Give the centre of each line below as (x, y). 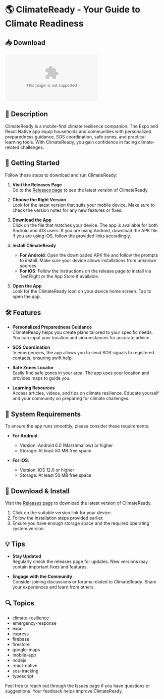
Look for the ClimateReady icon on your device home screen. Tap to (82, 291)
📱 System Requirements (43, 414)
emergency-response (34, 623)
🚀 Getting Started (32, 163)
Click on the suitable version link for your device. (62, 513)
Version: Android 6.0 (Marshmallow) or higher (66, 445)
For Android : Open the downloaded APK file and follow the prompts (89, 255)
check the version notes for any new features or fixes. (67, 210)
